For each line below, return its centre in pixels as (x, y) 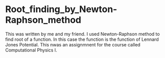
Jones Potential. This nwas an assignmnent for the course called (73, 44)
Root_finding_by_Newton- (61, 9)
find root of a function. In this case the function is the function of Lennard (82, 39)
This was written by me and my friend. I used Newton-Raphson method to (82, 34)
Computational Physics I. (31, 50)
